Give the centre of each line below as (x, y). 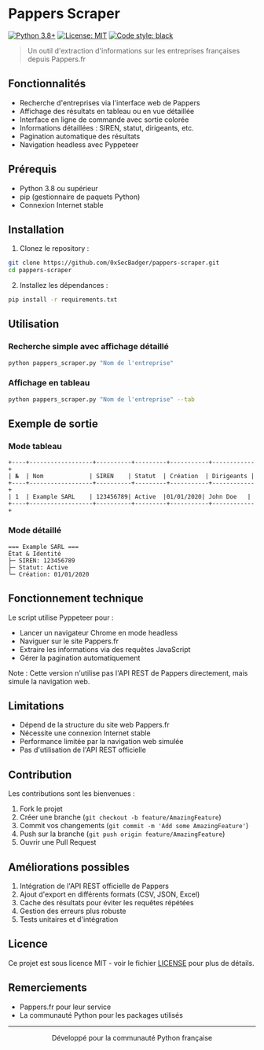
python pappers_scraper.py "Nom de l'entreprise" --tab (101, 399)
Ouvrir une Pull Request (58, 842)
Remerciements (48, 988)
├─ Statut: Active (38, 567)
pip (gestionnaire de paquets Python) (80, 197)
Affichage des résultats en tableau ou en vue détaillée (107, 111)
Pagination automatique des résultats (80, 136)
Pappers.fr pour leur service (65, 1007)
